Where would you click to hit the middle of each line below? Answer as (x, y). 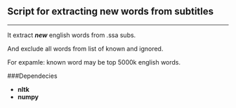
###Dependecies (32, 76)
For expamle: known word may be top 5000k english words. (94, 62)
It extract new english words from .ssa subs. (72, 35)
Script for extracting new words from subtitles (111, 12)
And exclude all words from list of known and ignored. (85, 48)
